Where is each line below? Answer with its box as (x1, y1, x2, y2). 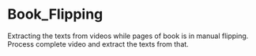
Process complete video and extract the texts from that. (7, 39, 189, 48)
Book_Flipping (7, 5, 104, 23)
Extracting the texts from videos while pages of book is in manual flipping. (7, 31, 249, 40)
